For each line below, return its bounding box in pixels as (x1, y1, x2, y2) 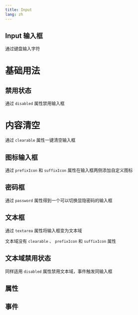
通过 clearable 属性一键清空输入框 (5, 137, 76, 143)
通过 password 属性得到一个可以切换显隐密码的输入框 (5, 197, 113, 203)
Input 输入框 (5, 31, 43, 40)
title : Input (5, 7, 32, 12)
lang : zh (5, 12, 23, 17)
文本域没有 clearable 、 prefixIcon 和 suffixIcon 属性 (5, 238, 117, 244)
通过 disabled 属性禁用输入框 (5, 101, 65, 106)
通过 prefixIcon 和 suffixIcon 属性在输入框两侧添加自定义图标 (5, 167, 133, 173)
